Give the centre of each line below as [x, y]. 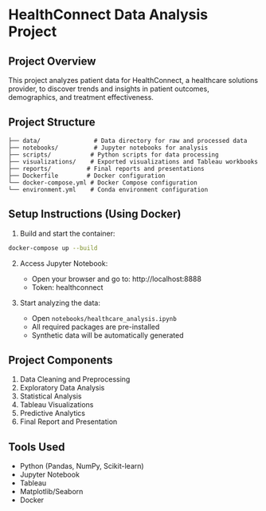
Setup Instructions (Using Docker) [95, 214]
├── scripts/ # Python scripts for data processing [113, 154]
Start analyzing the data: [60, 303]
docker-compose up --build [53, 248]
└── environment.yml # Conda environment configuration [108, 189]
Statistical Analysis [51, 396]
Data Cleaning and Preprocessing [75, 379]
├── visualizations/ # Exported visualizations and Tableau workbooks [133, 161]
